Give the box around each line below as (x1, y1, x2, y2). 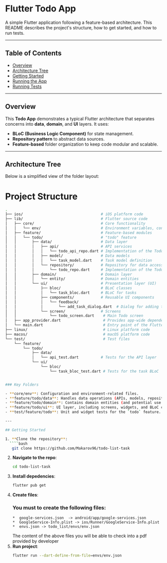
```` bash (9, 441, 28, 446)
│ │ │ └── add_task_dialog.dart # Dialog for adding (5, 304, 159, 309)
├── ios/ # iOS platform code (5, 212, 143, 217)
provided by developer (12, 538, 59, 544)
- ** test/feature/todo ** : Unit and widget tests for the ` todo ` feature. (5, 409, 162, 415)
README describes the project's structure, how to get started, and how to (5, 24, 157, 30)
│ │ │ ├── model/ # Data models (5, 253, 130, 258)
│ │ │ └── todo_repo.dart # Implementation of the (5, 267, 153, 272)
